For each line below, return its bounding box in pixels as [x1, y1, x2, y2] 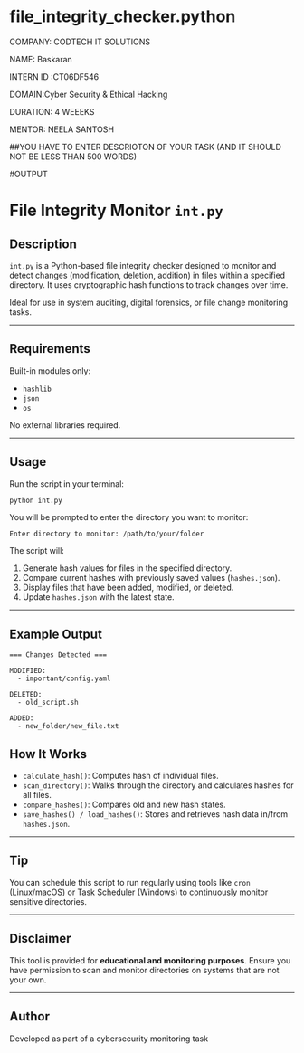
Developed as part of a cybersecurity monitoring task [9, 1033, 209, 1044]
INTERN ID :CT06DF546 [9, 71, 100, 82]
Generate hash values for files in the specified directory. [22, 563, 233, 574]
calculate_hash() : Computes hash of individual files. [22, 771, 219, 782]
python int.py [9, 496, 63, 505]
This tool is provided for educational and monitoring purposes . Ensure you [9, 954, 291, 965]
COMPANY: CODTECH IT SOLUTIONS [9, 36, 151, 47]
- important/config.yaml [17, 674, 111, 684]
